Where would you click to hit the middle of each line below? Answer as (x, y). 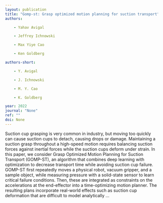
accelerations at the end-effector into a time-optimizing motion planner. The (81, 185)
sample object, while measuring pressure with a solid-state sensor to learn (80, 175)
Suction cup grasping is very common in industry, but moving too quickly (78, 134)
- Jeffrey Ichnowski (34, 36)
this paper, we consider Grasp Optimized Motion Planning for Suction (74, 154)
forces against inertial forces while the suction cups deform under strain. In (80, 149)
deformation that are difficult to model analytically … (57, 195)
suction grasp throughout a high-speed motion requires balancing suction (79, 144)
